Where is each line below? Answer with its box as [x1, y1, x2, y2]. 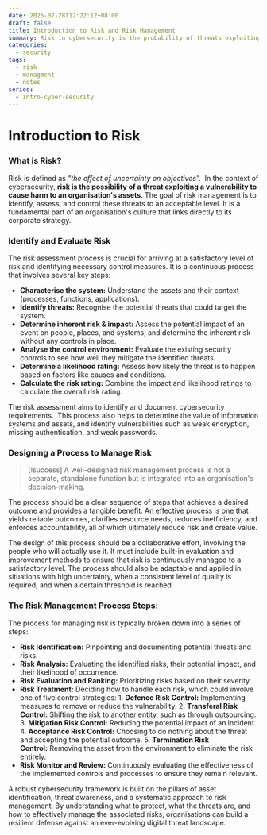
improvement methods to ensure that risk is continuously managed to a [8, 555, 242, 564]
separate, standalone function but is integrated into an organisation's [27, 474, 254, 483]
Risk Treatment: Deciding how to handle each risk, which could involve [19, 684, 254, 694]
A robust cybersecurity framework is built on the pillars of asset [8, 783, 217, 794]
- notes [15, 78, 41, 86]
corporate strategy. [8, 215, 72, 225]
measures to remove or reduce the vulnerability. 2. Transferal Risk [19, 701, 238, 710]
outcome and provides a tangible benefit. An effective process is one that [8, 506, 249, 516]
